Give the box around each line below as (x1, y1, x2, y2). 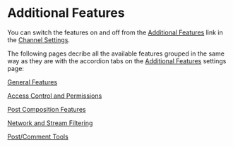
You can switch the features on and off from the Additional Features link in (7, 28, 224, 37)
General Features (7, 77, 58, 86)
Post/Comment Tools (7, 132, 68, 141)
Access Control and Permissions (7, 91, 102, 100)
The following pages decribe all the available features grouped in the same (7, 49, 225, 58)
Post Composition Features (7, 105, 86, 113)
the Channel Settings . (7, 35, 71, 44)
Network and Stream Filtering (7, 118, 93, 127)
